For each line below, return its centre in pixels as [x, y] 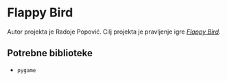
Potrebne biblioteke [50, 53]
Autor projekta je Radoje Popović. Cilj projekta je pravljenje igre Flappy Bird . [114, 32]
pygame [26, 70]
